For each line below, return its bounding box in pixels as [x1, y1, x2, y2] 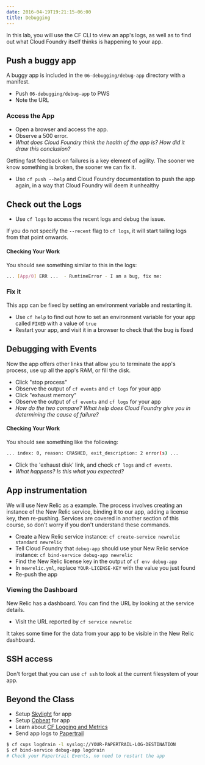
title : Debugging [6, 15, 51, 21]
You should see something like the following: [6, 438, 119, 445]
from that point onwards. [6, 234, 69, 241]
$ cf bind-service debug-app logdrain [6, 747, 105, 753]
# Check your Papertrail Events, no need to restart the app [6, 753, 165, 760]
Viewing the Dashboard [6, 586, 77, 594]
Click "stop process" [15, 378, 68, 386]
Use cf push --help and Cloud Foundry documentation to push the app [15, 175, 195, 182]
